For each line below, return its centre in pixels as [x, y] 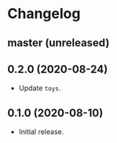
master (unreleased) [58, 43]
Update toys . [40, 88]
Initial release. [41, 132]
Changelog [44, 14]
